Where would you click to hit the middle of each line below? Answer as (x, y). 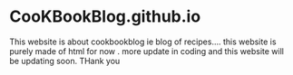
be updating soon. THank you (65, 61)
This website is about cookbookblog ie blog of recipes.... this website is (143, 42)
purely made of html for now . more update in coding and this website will (146, 51)
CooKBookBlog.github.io (105, 17)
